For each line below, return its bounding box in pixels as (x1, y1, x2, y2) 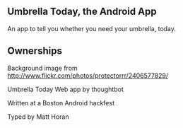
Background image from (7, 64, 78, 72)
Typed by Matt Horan (7, 112, 69, 121)
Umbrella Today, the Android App (7, 6, 157, 18)
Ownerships (7, 45, 62, 57)
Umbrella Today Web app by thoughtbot (7, 85, 124, 93)
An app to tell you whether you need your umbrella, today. (7, 24, 177, 33)
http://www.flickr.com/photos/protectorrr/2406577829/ (7, 71, 169, 80)
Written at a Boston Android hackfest (7, 98, 115, 107)
